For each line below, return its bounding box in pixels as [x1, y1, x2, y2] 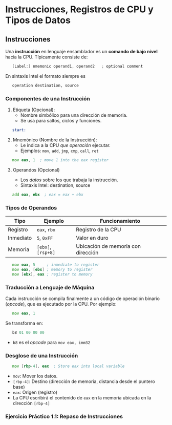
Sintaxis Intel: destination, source [20, 182, 91, 188]
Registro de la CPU [76, 226, 121, 233]
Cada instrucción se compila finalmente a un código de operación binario [5, 295, 160, 302]
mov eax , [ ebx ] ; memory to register [12, 267, 93, 272]
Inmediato [8, 234, 32, 241]
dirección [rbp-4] [12, 400, 50, 406]
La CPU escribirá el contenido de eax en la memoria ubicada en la [12, 394, 152, 400]
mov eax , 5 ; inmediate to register [12, 262, 100, 267]
